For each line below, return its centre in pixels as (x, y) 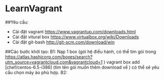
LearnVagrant (34, 9)
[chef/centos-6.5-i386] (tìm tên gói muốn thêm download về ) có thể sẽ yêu (82, 67)
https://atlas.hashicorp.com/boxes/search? (49, 56)
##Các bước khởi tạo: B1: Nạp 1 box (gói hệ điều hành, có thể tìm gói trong (81, 52)
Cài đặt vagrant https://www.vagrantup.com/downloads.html (74, 31)
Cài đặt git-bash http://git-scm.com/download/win (63, 42)
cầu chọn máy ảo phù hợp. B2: (36, 72)
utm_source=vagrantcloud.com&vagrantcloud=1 (54, 62)
